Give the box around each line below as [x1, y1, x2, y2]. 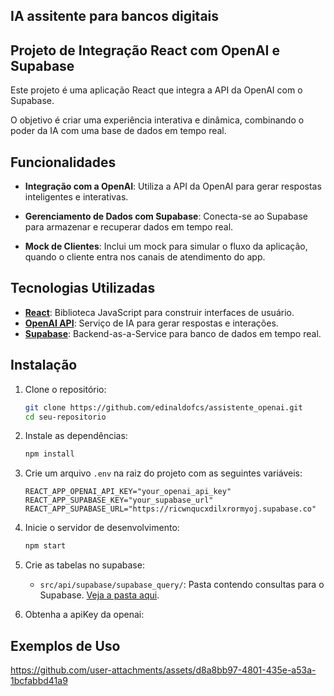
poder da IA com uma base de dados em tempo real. [10, 125, 227, 137]
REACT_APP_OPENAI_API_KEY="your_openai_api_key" [24, 487, 232, 497]
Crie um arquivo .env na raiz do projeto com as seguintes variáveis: [24, 467, 303, 479]
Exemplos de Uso [10, 637, 121, 654]
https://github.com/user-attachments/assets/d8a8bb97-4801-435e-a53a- [10, 664, 317, 676]
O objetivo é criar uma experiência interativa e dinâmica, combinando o [10, 114, 305, 126]
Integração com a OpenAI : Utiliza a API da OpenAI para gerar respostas [24, 180, 322, 193]
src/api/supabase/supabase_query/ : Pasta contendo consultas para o [39, 579, 325, 591]
